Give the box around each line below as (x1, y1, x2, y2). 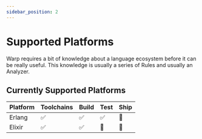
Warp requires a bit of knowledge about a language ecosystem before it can (6, 55, 197, 62)
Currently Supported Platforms (6, 85, 126, 95)
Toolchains (40, 103, 73, 112)
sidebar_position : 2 (6, 8, 59, 15)
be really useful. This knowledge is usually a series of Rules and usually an (6, 61, 193, 68)
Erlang (9, 113, 29, 121)
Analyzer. (6, 68, 30, 75)
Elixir (9, 123, 23, 132)
